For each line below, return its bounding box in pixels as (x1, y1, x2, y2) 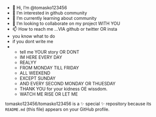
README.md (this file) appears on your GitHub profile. (5, 107, 110, 112)
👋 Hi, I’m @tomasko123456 (12, 5, 68, 10)
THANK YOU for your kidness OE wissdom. (19, 86, 108, 92)
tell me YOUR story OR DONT (19, 49, 79, 55)
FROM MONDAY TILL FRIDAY (19, 65, 79, 70)
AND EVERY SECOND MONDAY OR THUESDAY (19, 81, 116, 86)
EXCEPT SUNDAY (19, 75, 56, 81)
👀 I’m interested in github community (12, 10, 87, 16)
